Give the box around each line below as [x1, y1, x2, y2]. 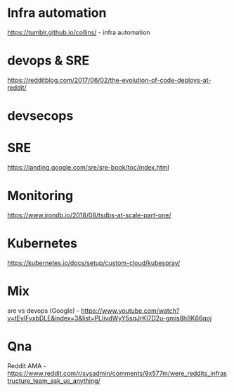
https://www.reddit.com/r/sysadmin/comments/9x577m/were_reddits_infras [7, 369, 227, 377]
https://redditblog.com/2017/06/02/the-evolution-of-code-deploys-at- [7, 76, 212, 84]
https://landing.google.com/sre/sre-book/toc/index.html [7, 163, 170, 171]
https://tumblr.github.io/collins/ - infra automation [7, 28, 150, 36]
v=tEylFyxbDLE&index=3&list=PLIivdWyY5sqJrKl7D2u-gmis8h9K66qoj [7, 313, 212, 322]
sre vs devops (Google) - [7, 306, 80, 315]
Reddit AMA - [7, 361, 47, 370]
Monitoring [7, 188, 74, 204]
